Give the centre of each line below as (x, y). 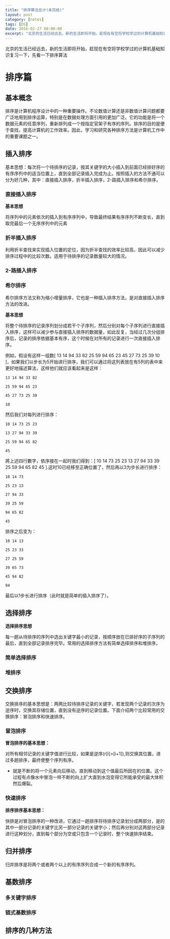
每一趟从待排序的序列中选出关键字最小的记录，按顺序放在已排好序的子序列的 (85, 637)
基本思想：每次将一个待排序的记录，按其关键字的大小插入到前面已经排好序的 (85, 167)
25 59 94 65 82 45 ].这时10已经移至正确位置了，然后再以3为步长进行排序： (84, 467)
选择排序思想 (18, 626)
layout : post (19, 15)
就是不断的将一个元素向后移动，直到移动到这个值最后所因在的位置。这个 (88, 771)
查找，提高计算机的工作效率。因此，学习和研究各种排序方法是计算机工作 (85, 130)
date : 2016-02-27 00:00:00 (34, 29)
